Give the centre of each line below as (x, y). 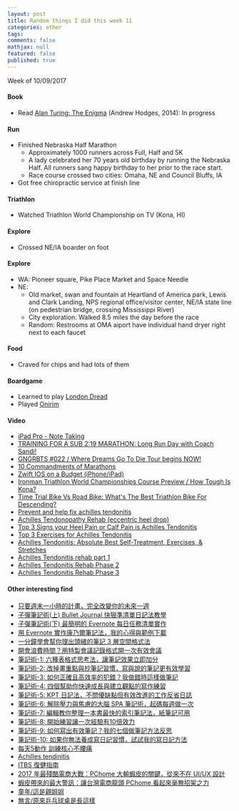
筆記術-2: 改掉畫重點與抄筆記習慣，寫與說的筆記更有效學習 (104, 668)
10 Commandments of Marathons (67, 467)
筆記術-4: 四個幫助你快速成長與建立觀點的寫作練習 (92, 686)
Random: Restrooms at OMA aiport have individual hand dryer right (127, 324)
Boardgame (25, 381)
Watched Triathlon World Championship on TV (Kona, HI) (101, 215)
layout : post (27, 14)
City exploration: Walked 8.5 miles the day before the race (114, 317)
